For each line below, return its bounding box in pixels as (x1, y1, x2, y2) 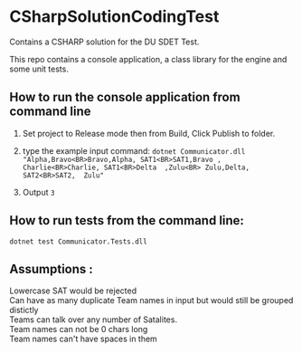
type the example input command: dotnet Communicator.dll (22, 145, 246, 156)
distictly (9, 305, 39, 316)
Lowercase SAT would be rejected (9, 285, 137, 296)
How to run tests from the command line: (9, 213, 244, 228)
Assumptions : (9, 261, 93, 277)
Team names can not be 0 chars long (9, 324, 148, 335)
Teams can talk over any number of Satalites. (9, 314, 178, 325)
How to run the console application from (9, 90, 241, 105)
